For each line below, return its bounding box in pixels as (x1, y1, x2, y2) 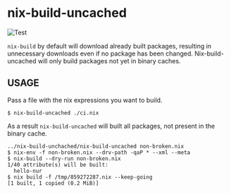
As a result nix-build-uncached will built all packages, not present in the (7, 122, 216, 130)
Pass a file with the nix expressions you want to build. (7, 96, 163, 104)
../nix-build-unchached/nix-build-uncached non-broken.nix (7, 143, 185, 150)
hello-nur (13, 167, 42, 174)
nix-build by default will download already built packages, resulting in (7, 41, 212, 50)
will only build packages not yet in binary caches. (37, 56, 181, 65)
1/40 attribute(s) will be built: (7, 161, 109, 168)
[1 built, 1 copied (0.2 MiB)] (7, 179, 99, 187)
